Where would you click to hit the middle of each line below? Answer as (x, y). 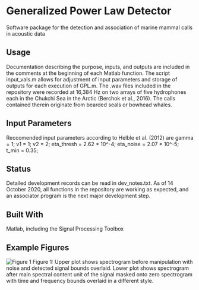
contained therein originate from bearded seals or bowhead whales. (89, 105)
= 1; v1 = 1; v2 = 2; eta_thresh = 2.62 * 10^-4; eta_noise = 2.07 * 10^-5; (93, 144)
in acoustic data (26, 33)
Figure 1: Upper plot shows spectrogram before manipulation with (113, 262)
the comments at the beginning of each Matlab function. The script (88, 73)
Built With (25, 214)
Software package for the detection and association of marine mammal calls (99, 27)
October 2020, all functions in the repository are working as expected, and (97, 190)
